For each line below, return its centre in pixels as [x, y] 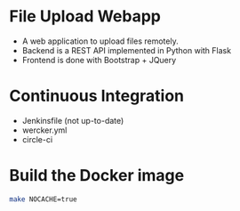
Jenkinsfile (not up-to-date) [73, 120]
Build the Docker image [97, 176]
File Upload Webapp [85, 16]
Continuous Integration [97, 96]
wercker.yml [44, 130]
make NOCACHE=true [43, 199]
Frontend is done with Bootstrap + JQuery [99, 60]
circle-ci [37, 139]
